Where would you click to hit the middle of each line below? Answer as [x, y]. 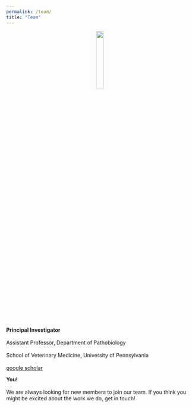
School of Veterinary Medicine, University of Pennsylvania [77, 355]
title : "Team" [24, 17]
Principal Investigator [33, 330]
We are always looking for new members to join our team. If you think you [96, 392]
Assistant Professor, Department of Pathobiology [66, 342]
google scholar [25, 367]
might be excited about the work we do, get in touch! [71, 398]
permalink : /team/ [29, 12]
